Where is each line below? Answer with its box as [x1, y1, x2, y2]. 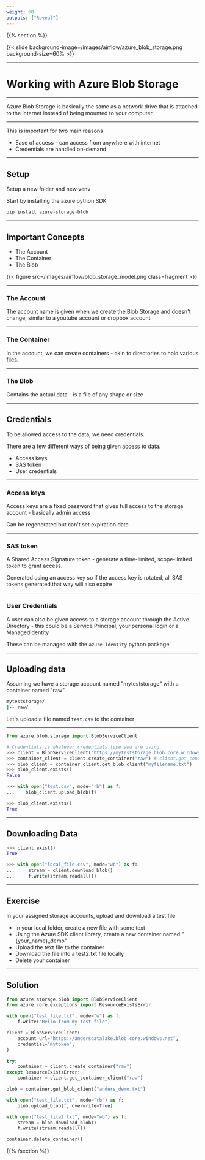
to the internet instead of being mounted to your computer [6, 110, 153, 117]
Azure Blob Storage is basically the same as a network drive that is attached [6, 103, 198, 110]
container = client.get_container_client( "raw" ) [17, 1075, 143, 1082]
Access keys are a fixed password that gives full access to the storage [6, 502, 184, 509]
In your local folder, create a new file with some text [15, 923, 145, 931]
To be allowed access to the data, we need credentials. [6, 430, 145, 438]
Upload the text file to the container [15, 943, 105, 950]
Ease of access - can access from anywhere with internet [15, 139, 160, 146]
